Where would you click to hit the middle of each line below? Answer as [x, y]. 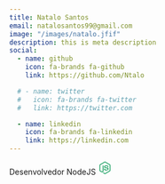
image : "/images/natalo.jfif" [65, 34]
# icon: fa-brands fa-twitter [77, 100]
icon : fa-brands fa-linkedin [79, 132]
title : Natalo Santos [49, 17]
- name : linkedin [49, 124]
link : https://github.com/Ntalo [85, 76]
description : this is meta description [83, 42]
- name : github [45, 59]
